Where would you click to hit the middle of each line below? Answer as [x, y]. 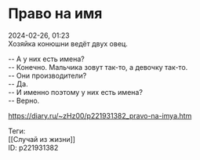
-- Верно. [24, 100]
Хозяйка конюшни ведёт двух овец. [68, 43]
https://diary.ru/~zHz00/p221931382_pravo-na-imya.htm [100, 115]
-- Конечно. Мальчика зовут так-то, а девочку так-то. [98, 67]
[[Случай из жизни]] [42, 139]
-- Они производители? [47, 75]
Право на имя [55, 14]
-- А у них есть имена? [46, 59]
